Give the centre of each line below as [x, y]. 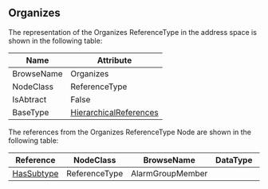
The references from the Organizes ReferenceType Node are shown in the [130, 132]
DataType [234, 160]
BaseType [31, 112]
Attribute [114, 60]
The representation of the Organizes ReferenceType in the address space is [133, 32]
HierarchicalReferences [114, 112]
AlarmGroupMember [169, 173]
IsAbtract [30, 99]
